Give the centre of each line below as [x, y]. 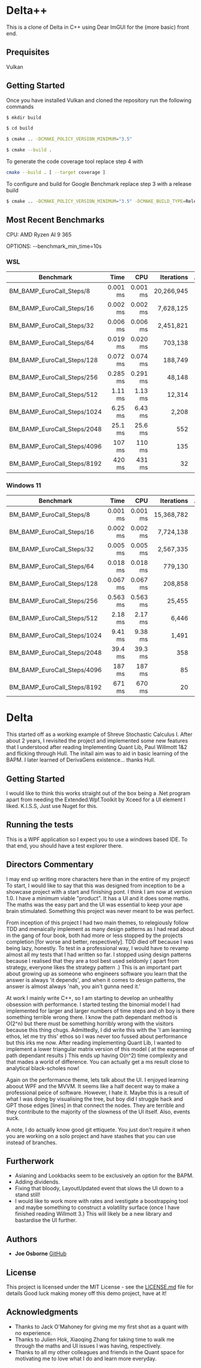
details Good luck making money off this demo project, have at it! [86, 1294]
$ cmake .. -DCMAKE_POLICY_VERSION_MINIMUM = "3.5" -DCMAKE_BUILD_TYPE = [96, 201]
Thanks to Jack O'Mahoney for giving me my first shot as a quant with [101, 1327]
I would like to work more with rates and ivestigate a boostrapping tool [101, 1201]
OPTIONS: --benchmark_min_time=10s [54, 246]
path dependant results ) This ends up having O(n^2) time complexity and [97, 1055]
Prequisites [28, 53]
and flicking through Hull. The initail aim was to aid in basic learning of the [97, 753]
